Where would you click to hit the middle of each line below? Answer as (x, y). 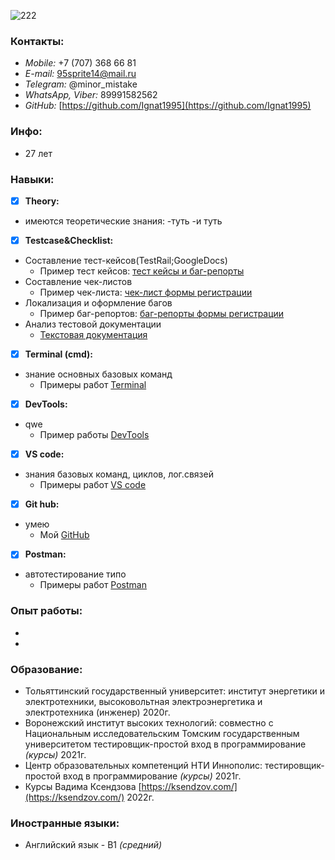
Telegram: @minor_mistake (81, 84)
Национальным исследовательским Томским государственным (162, 733)
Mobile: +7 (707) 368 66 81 (80, 63)
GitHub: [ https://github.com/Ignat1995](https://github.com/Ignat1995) (168, 106)
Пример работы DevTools (94, 435)
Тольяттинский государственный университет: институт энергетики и (175, 691)
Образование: (46, 669)
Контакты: (37, 41)
